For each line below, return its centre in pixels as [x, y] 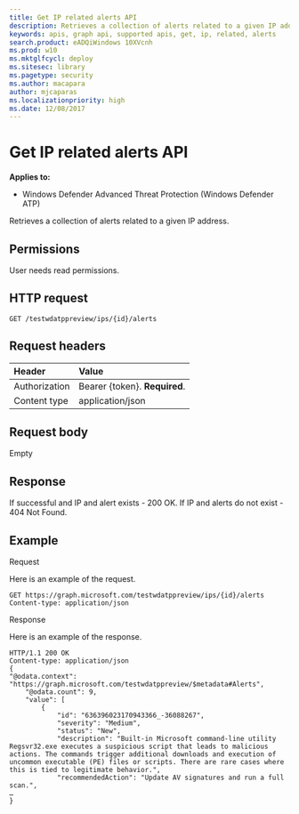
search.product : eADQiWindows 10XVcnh [81, 42]
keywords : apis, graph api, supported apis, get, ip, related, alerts [143, 34]
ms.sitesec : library [48, 68]
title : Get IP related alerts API [73, 17]
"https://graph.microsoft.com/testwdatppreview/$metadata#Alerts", [137, 685]
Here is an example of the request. [73, 579]
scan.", [24, 786]
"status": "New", [89, 731]
